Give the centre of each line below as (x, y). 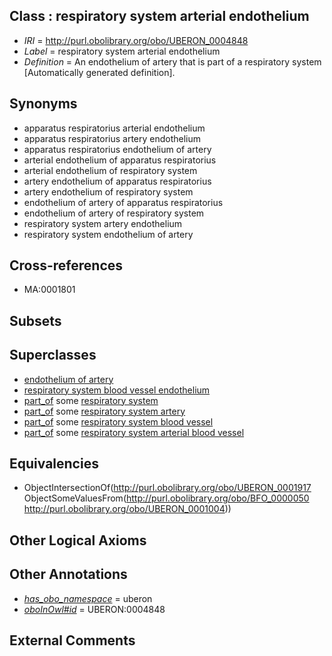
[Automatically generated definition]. (99, 72)
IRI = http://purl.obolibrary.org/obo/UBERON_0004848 (136, 40)
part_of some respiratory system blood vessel (118, 421)
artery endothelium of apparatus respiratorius (117, 181)
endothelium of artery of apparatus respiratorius (123, 202)
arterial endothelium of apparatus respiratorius (120, 160)
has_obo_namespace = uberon (88, 598)
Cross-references (66, 265)
